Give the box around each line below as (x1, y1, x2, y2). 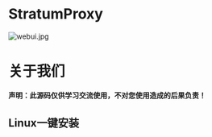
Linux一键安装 (8, 116, 79, 130)
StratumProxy (8, 5, 103, 23)
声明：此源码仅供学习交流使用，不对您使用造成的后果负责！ (8, 90, 206, 100)
